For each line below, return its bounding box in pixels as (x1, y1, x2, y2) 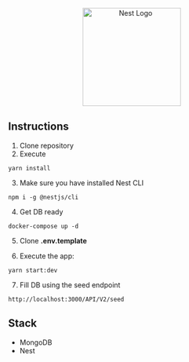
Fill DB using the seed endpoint (19, 280, 121, 290)
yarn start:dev (8, 266, 58, 274)
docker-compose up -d (8, 222, 79, 230)
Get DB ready (19, 207, 64, 216)
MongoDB (19, 338, 53, 347)
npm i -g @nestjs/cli (8, 193, 79, 201)
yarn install (8, 164, 51, 172)
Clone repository (19, 141, 75, 150)
